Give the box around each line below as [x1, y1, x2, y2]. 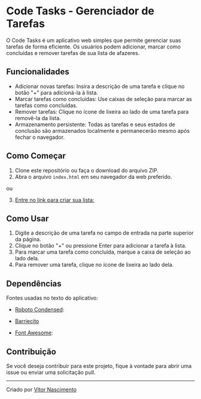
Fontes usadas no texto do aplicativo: [6, 294, 99, 301]
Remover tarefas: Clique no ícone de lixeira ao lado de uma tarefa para [14, 108, 189, 115]
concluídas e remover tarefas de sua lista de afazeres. [6, 49, 140, 56]
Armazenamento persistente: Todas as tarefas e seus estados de [14, 121, 175, 128]
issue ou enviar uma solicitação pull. [6, 369, 96, 376]
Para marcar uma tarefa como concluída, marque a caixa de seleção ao [14, 248, 191, 255]
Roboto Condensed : [14, 306, 65, 313]
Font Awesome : [14, 329, 54, 336]
